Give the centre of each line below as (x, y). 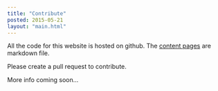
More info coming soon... (43, 80)
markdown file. (28, 53)
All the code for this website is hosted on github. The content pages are (109, 46)
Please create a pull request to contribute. (67, 67)
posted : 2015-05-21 (35, 20)
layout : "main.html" (37, 26)
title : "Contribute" (37, 13)
